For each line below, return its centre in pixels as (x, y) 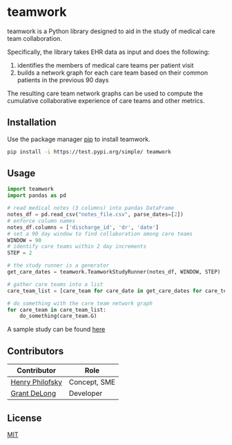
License (25, 418)
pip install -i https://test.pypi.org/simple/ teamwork (89, 152)
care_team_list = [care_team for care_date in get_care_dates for (105, 291)
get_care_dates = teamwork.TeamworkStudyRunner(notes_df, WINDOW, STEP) (114, 272)
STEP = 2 (20, 253)
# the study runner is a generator (58, 266)
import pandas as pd (37, 196)
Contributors (36, 351)
